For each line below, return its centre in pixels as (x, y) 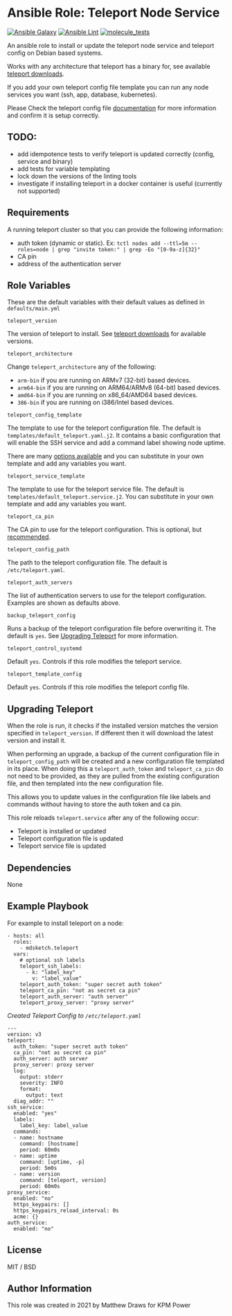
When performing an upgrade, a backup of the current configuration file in (113, 754)
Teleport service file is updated (62, 846)
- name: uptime (35, 1156)
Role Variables (39, 285)
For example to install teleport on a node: (66, 923)
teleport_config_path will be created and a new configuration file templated (116, 761)
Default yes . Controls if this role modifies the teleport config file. (98, 687)
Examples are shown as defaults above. (64, 603)
